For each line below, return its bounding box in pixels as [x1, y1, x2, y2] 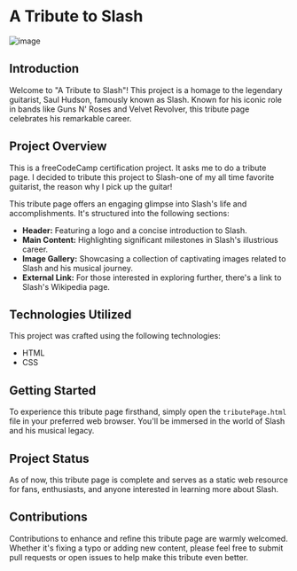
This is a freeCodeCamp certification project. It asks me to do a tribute [9, 162, 267, 173]
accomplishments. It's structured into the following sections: [9, 207, 230, 218]
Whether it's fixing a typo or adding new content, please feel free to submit [9, 543, 284, 553]
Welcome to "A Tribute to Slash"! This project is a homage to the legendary [9, 84, 283, 95]
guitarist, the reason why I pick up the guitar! [9, 181, 173, 192]
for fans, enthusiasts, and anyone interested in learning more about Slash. [9, 484, 279, 494]
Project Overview [9, 139, 107, 154]
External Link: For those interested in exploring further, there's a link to [21, 272, 282, 283]
